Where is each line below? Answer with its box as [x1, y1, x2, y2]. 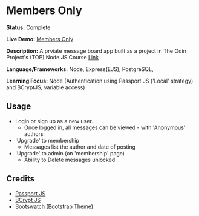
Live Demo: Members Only [6, 35, 74, 42]
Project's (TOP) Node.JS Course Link [6, 53, 99, 61]
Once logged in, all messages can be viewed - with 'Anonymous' [24, 124, 186, 131]
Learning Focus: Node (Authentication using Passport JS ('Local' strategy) [6, 77, 194, 84]
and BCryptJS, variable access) [6, 83, 85, 91]
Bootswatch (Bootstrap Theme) [15, 203, 94, 210]
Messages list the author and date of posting [24, 143, 136, 150]
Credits [6, 174, 35, 184]
